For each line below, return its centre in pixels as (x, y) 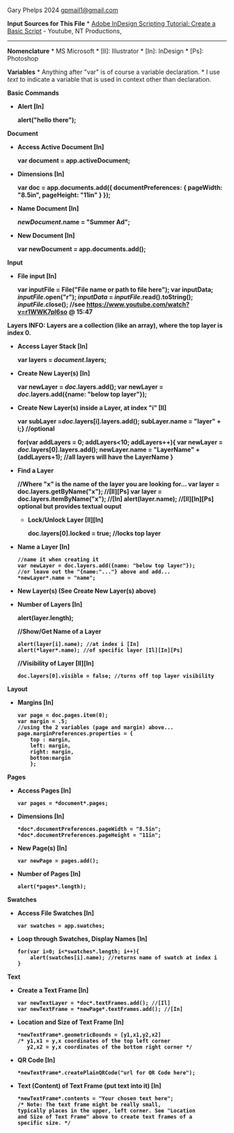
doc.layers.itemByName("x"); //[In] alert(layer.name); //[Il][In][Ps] (116, 499)
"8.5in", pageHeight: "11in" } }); (64, 195)
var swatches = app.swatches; (61, 926)
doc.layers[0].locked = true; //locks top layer (94, 533)
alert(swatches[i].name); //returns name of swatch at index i (124, 958)
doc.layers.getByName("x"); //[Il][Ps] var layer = (89, 492)
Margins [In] (36, 703)
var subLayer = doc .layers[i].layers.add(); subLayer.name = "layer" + (119, 421)
